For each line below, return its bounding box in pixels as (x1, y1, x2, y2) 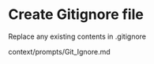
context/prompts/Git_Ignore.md (8, 47, 111, 56)
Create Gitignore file (8, 6, 144, 24)
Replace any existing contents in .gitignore (8, 32, 147, 41)
